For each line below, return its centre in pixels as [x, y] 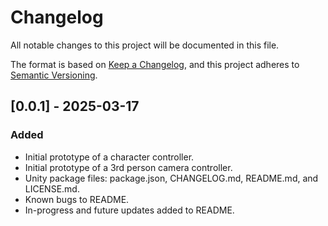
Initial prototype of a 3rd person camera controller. [128, 167]
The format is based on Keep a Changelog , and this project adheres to [155, 64]
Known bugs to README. [77, 199]
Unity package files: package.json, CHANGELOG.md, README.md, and [171, 178]
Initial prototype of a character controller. [109, 157]
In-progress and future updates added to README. [129, 210]
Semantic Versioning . [54, 75]
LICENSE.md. [52, 188]
